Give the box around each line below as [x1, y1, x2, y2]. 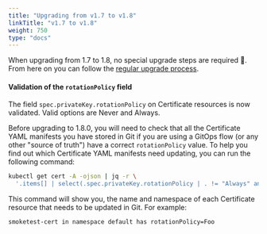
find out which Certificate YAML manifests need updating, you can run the [8, 148, 251, 159]
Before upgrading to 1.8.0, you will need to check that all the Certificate [8, 124, 241, 133]
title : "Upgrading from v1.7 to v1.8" [8, 11, 137, 20]
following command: [8, 157, 75, 167]
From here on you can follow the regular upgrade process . [8, 64, 199, 74]
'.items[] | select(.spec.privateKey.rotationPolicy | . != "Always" [15, 180, 250, 188]
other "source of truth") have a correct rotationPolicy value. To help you [8, 140, 248, 150]
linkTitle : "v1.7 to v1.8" [8, 19, 98, 27]
